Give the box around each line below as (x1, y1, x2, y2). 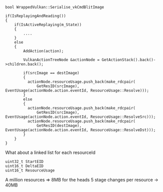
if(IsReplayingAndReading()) (5, 14, 66, 19)
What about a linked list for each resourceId (5, 149, 96, 155)
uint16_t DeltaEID (5, 163, 44, 168)
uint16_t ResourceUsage (5, 168, 55, 173)
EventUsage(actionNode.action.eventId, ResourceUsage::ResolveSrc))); (5, 114, 156, 119)
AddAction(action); (23, 49, 64, 54)
